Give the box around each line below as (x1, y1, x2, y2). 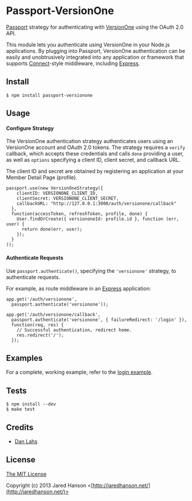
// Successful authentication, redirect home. (16, 327, 132, 333)
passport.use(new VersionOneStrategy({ (6, 185, 104, 191)
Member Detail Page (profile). (6, 174, 78, 181)
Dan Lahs (14, 438, 38, 445)
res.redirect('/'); (16, 332, 64, 338)
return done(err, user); (21, 226, 83, 232)
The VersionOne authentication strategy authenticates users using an (6, 138, 174, 145)
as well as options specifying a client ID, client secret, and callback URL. (6, 157, 181, 164)
